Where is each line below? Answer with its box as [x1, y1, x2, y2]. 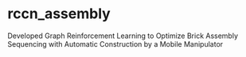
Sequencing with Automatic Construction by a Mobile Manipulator [7, 39, 224, 48]
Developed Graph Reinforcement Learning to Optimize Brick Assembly [7, 31, 239, 40]
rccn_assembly [7, 5, 111, 23]
